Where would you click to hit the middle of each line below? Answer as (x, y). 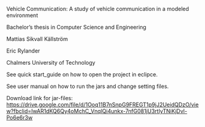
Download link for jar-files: (40, 98)
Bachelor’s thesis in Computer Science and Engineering (76, 27)
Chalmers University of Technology (51, 63)
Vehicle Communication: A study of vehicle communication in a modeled (98, 9)
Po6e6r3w (20, 118)
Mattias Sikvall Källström (37, 39)
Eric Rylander (23, 51)
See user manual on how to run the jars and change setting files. (88, 86)
